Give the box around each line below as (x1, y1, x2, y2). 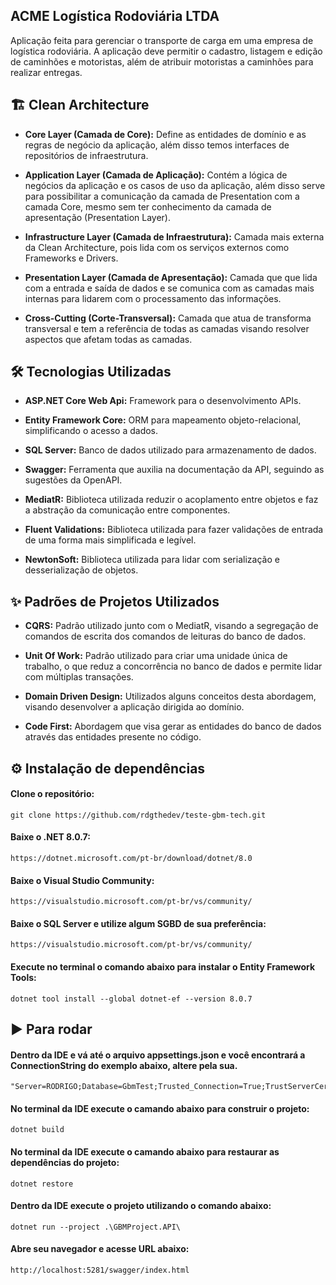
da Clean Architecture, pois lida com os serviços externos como (24, 241, 290, 253)
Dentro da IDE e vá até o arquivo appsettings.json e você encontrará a (10, 1049, 306, 1061)
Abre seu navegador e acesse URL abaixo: (10, 1243, 190, 1255)
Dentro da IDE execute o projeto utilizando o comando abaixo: (10, 1200, 272, 1212)
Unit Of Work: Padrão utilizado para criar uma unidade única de (24, 650, 288, 662)
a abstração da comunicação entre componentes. (24, 504, 231, 516)
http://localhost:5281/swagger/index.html (10, 1265, 190, 1276)
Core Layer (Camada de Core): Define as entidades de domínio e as (24, 128, 307, 140)
